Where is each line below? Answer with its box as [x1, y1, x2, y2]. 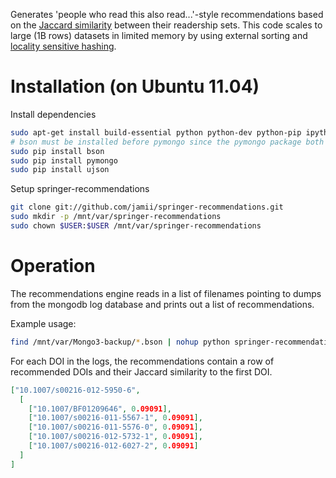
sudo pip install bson [10, 146, 105, 156]
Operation [10, 255, 96, 278]
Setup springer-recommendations [10, 183, 150, 195]
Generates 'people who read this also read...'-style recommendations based [10, 9, 324, 20]
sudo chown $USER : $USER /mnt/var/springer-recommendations [10, 221, 262, 231]
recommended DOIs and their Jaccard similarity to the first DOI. [10, 365, 273, 378]
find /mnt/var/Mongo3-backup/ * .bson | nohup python [10, 337, 230, 347]
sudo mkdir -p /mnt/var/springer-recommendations [10, 212, 222, 222]
